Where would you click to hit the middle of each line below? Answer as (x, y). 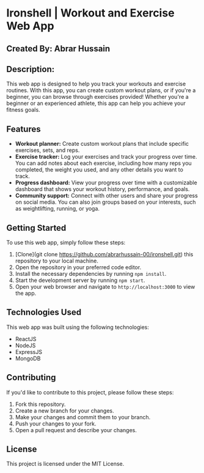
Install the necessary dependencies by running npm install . (91, 274)
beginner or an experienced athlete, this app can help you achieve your (96, 103)
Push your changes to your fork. (56, 424)
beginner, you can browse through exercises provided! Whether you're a (98, 97)
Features (24, 129)
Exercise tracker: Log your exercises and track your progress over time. (106, 157)
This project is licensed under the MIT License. (65, 464)
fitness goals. (24, 110)
